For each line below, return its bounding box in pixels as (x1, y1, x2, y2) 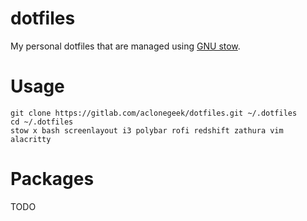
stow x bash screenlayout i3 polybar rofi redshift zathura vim (10, 125, 284, 136)
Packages (10, 168, 95, 191)
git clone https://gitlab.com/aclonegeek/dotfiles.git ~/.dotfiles (10, 108, 298, 118)
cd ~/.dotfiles (10, 117, 74, 127)
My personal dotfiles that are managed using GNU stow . (10, 40, 241, 52)
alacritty (10, 134, 52, 144)
